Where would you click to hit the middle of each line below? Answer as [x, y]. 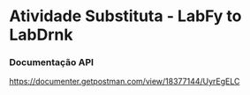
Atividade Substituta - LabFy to [125, 16]
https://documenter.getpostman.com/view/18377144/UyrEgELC [125, 82]
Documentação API [52, 62]
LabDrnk [41, 35]
